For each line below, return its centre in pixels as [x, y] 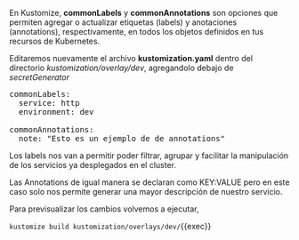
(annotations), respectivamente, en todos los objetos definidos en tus [137, 32]
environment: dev [56, 112]
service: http [49, 103]
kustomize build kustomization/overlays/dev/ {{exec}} [110, 226]
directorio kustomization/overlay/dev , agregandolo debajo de [121, 68]
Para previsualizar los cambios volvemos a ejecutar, [104, 209]
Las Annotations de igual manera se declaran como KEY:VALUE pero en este [149, 182]
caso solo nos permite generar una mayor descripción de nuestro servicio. [146, 192]
